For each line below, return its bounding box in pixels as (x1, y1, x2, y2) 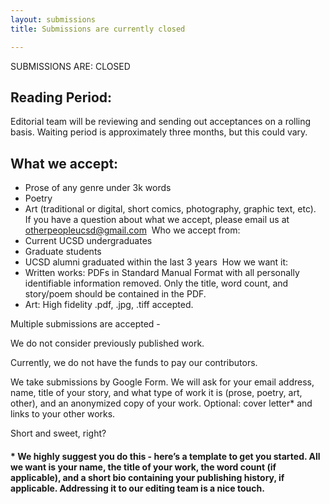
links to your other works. (10, 408, 116, 420)
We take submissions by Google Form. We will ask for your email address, (10, 376, 315, 388)
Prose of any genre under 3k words (24, 182, 172, 194)
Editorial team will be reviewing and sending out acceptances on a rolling (10, 116, 312, 128)
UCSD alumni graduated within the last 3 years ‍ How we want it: (24, 256, 289, 268)
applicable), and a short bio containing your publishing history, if (10, 471, 285, 483)
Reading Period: (10, 89, 113, 106)
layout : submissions (10, 14, 97, 25)
